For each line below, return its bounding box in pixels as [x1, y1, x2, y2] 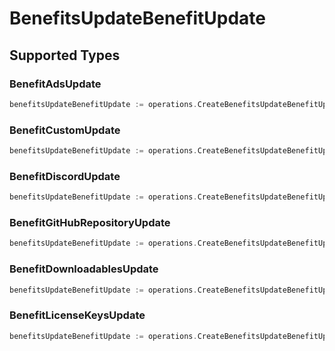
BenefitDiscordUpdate [9, 169, 121, 183]
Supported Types [9, 47, 121, 64]
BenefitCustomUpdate [9, 123, 121, 137]
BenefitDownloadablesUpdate [9, 262, 159, 276]
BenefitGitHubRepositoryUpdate [9, 216, 171, 230]
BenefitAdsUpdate [9, 77, 102, 91]
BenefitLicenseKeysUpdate [9, 308, 146, 322]
